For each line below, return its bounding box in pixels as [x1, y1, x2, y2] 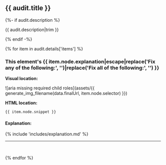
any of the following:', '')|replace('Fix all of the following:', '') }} [5, 64, 160, 71]
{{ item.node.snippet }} [5, 110, 56, 115]
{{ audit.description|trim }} [5, 27, 59, 33]
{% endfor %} [5, 155, 34, 161]
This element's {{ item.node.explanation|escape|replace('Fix [5, 58, 156, 65]
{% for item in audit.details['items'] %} [5, 45, 83, 51]
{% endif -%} [5, 36, 33, 42]
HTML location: [5, 100, 38, 106]
